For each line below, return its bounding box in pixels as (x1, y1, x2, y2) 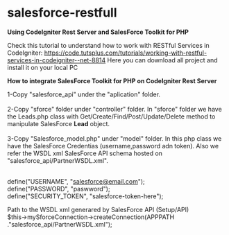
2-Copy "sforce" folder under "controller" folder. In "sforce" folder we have (7, 105, 222, 113)
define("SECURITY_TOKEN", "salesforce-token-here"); (7, 192, 164, 200)
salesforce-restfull (7, 5, 117, 21)
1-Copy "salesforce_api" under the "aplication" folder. (7, 90, 161, 98)
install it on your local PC (7, 63, 78, 71)
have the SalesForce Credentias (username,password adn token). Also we (7, 141, 219, 150)
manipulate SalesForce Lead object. (7, 119, 110, 128)
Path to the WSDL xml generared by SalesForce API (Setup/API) (7, 205, 189, 214)
